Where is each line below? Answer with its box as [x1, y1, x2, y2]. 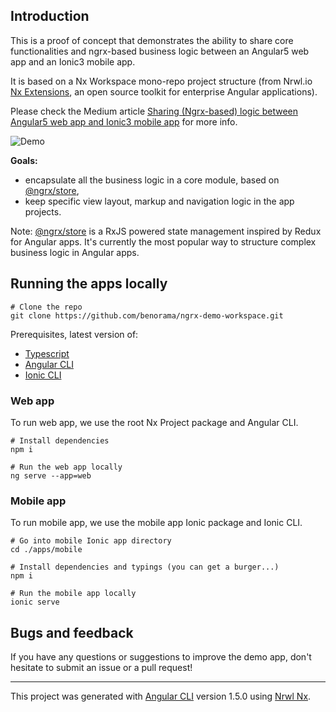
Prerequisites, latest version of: [10, 328, 139, 340]
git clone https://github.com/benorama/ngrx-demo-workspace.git [10, 310, 284, 321]
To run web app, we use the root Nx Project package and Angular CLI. [10, 416, 299, 428]
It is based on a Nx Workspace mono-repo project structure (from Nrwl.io [10, 75, 313, 87]
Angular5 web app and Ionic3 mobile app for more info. [10, 115, 238, 128]
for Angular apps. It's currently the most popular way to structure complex [10, 235, 317, 248]
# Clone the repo [10, 302, 83, 312]
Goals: [10, 154, 38, 166]
